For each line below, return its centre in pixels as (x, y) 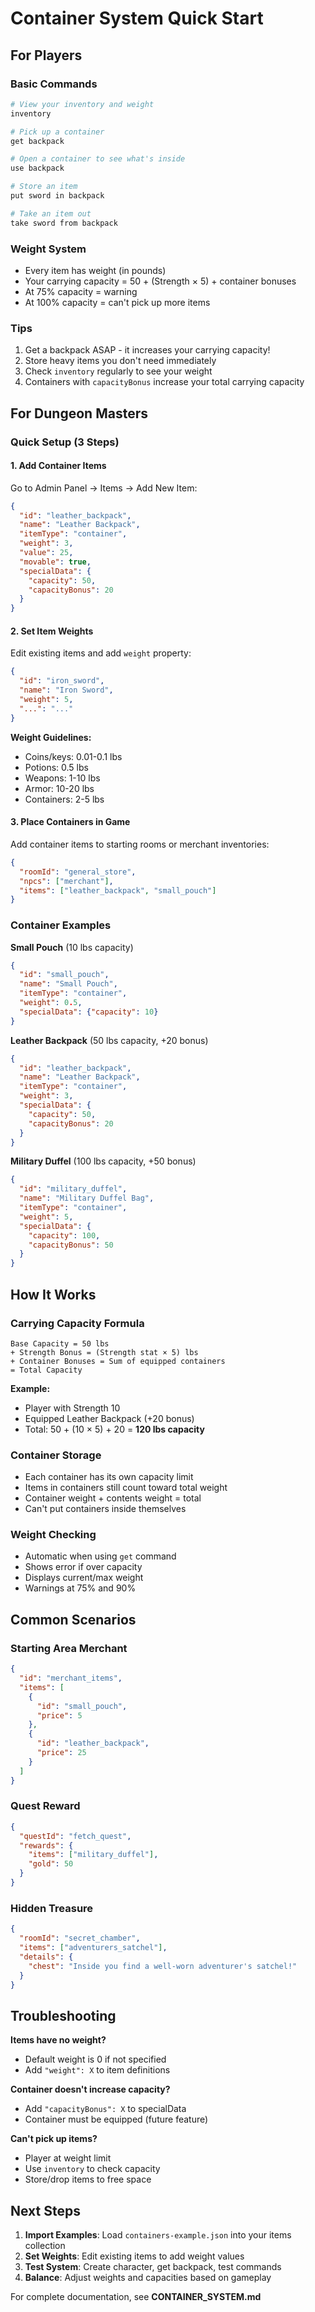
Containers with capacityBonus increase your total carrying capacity (164, 382)
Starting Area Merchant (69, 1648)
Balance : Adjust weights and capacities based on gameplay (148, 2277)
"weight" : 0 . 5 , (51, 1003)
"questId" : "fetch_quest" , (75, 1836)
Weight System (48, 249)
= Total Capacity (46, 1370)
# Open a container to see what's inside (98, 159)
